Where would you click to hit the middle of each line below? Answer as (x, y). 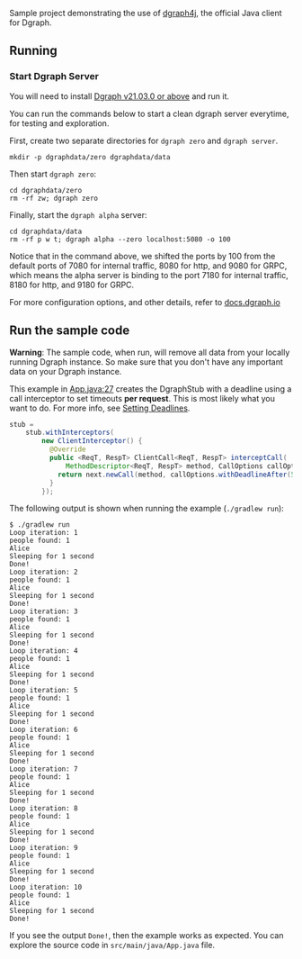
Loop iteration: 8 (44, 809)
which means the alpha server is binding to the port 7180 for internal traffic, (149, 275)
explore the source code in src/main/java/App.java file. (112, 945)
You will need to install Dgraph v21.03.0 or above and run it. (120, 96)
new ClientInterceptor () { (92, 441)
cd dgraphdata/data (46, 231)
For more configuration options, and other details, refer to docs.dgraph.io (145, 302)
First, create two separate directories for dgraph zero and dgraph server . (144, 140)
